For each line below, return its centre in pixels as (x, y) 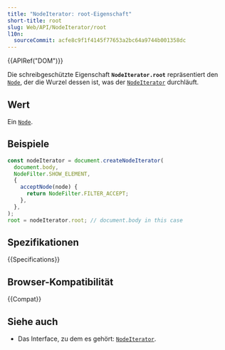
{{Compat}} (24, 299)
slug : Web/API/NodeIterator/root (57, 27)
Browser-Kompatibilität (61, 282)
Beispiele (28, 144)
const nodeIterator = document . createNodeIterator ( (85, 160)
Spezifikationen (43, 242)
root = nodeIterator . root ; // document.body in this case (95, 220)
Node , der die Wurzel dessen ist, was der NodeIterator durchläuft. (103, 82)
